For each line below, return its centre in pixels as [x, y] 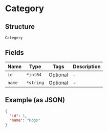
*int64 [34, 75]
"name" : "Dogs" [25, 120]
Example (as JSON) [35, 100]
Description [87, 66]
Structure [20, 27]
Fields [15, 53]
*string [35, 83]
